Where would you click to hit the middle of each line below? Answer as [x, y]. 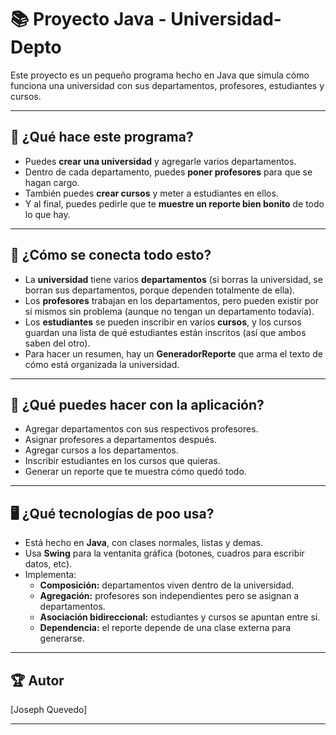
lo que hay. [47, 214]
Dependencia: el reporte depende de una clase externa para [165, 628]
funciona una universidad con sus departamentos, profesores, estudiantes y [167, 85]
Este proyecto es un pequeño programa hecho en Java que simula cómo [160, 75]
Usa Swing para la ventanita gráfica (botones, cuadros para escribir [164, 553]
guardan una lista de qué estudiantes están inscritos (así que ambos [165, 332]
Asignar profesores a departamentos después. [120, 440]
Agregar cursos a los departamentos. [101, 450]
